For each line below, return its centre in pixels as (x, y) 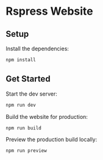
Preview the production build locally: (51, 140)
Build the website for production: (47, 116)
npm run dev (21, 105)
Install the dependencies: (37, 48)
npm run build (24, 128)
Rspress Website (50, 11)
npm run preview (26, 151)
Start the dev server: (31, 94)
